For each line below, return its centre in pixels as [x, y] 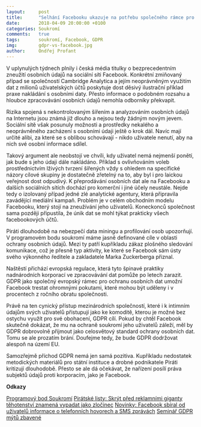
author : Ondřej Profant [41, 51]
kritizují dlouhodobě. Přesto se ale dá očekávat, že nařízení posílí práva [94, 369]
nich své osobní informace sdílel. [47, 144]
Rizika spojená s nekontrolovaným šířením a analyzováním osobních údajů [98, 111]
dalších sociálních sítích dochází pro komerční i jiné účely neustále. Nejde [97, 187]
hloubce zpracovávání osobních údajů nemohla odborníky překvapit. [91, 100]
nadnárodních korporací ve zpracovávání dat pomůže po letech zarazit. [94, 275]
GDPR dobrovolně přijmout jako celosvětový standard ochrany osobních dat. [100, 331]
